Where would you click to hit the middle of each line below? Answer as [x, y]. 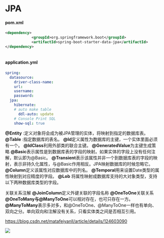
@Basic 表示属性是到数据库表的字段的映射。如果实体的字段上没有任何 [81, 152]
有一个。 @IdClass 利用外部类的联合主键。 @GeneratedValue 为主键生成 [79, 145]
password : [24, 96]
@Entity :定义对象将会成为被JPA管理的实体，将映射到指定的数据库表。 [77, 133]
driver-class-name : [34, 82]
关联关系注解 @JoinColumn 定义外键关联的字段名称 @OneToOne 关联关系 [79, 193]
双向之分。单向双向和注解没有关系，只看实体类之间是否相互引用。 [72, 211]
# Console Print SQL [35, 119]
